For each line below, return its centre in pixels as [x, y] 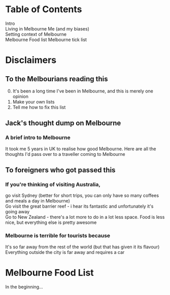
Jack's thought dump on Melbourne [63, 123]
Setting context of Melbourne [36, 34]
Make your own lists [33, 102]
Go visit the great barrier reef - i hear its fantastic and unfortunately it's [79, 206]
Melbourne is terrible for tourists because [58, 236]
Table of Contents [44, 9]
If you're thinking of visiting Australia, [53, 184]
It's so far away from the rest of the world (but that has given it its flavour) [82, 247]
